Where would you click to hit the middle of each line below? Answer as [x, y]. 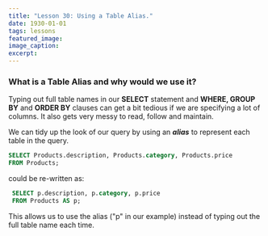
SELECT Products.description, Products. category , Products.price [120, 156]
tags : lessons [32, 31]
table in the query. [38, 141]
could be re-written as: [46, 179]
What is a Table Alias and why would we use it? [103, 82]
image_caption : [34, 46]
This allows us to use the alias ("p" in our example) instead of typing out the [134, 216]
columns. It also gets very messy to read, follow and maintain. [111, 116]
